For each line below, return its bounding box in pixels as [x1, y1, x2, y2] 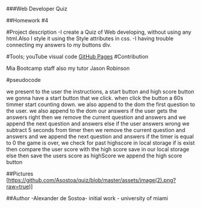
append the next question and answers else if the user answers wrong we [6, 120, 190, 127]
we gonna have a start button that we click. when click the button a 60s [6, 95, 184, 101]
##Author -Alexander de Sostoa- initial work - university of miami [6, 195, 169, 201]
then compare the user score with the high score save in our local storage [6, 146, 190, 153]
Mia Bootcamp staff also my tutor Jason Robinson [6, 65, 130, 72]
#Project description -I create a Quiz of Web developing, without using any [6, 28, 191, 36]
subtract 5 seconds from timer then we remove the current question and [6, 127, 185, 133]
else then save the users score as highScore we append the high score [6, 152, 182, 159]
